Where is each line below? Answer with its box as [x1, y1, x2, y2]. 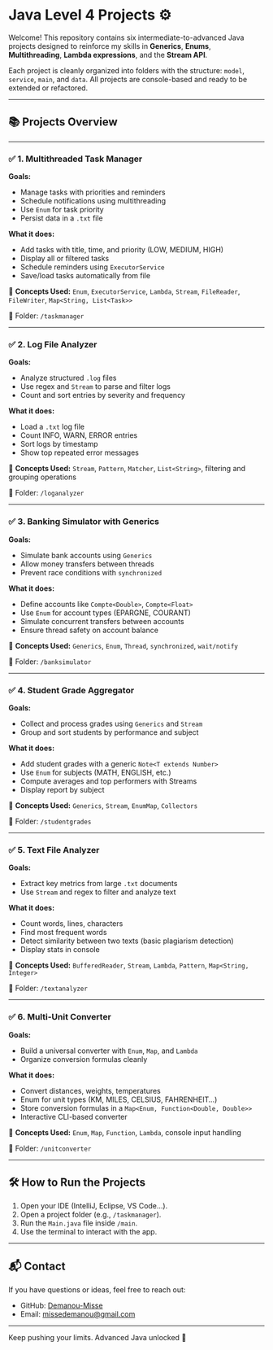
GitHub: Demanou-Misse [19, 1300, 103, 1311]
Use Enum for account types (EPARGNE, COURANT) [19, 608, 191, 618]
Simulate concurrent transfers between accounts [19, 616, 184, 626]
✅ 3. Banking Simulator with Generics [8, 516, 160, 527]
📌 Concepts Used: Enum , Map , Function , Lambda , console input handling [8, 1127, 242, 1137]
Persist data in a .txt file [19, 213, 103, 223]
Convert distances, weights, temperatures [19, 1086, 161, 1095]
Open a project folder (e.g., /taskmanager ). [19, 1210, 162, 1220]
